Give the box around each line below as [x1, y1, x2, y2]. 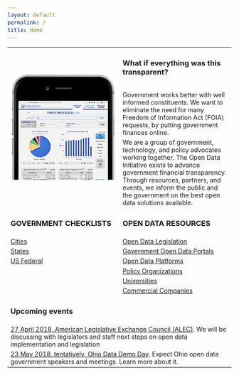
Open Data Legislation [122, 237, 188, 245]
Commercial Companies [122, 286, 193, 295]
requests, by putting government [122, 121, 218, 129]
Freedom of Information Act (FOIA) [122, 113, 225, 121]
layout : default [7, 11, 55, 18]
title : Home [7, 26, 43, 33]
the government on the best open [122, 191, 221, 200]
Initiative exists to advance [122, 161, 201, 170]
